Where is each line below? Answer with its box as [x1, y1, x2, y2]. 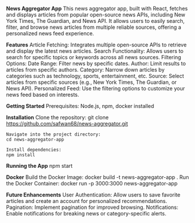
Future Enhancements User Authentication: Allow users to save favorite [6, 191, 181, 198]
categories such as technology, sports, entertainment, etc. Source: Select [6, 73, 184, 79]
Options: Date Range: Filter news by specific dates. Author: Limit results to [6, 60, 186, 67]
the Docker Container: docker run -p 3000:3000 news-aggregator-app [6, 180, 178, 187]
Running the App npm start [6, 163, 73, 169]
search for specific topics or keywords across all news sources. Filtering [6, 54, 181, 60]
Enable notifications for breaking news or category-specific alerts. [6, 210, 166, 217]
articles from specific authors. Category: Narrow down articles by [6, 66, 165, 73]
